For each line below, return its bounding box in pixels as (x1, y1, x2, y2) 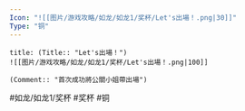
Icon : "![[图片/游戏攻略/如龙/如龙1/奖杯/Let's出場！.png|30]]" (9, 13, 238, 23)
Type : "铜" (9, 22, 50, 31)
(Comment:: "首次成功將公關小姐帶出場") (9, 75, 148, 84)
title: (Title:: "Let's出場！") (9, 48, 128, 57)
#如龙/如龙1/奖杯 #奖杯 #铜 (9, 92, 111, 103)
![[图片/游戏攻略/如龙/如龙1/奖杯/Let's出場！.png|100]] (9, 58, 209, 67)
